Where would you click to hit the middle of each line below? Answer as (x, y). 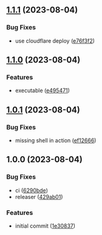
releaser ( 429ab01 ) (39, 197)
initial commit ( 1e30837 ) (45, 226)
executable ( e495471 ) (42, 90)
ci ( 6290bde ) (32, 190)
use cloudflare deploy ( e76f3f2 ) (55, 41)
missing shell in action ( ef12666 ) (56, 140)
